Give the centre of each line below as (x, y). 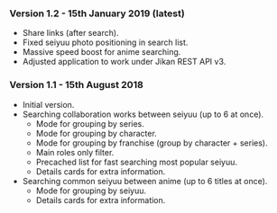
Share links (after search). (70, 33)
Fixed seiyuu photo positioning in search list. (105, 42)
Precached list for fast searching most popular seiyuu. (136, 162)
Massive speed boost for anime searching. (102, 52)
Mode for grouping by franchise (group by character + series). (152, 143)
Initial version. (48, 104)
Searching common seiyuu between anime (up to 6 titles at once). (145, 181)
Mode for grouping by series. (90, 123)
